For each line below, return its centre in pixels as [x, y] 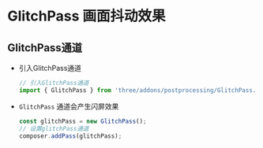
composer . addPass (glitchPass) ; [70, 136]
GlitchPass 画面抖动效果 [87, 16]
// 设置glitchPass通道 [54, 128]
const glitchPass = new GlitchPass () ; [83, 121]
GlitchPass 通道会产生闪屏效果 [69, 106]
